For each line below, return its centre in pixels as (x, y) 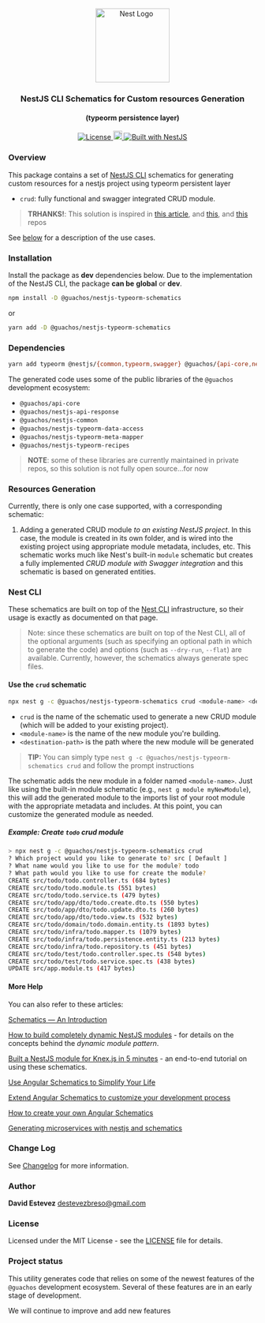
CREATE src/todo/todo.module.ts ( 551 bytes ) (82, 888)
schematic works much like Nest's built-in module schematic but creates (136, 555)
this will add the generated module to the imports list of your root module (127, 797)
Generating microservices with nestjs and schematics (95, 1128)
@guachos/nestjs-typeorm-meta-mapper (82, 437)
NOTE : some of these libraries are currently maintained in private (133, 460)
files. (35, 666)
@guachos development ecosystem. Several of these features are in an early (130, 1287)
